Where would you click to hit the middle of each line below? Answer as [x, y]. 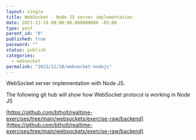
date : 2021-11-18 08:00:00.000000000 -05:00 [62, 22]
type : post [19, 28]
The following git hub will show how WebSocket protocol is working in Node [98, 95]
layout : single [25, 12]
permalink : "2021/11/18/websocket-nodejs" [59, 66]
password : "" [22, 45]
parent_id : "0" [25, 34]
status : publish [26, 50]
